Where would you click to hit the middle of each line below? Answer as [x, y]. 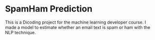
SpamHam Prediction [49, 9]
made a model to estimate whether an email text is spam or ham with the [78, 27]
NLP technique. [20, 32]
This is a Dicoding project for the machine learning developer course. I [76, 22]
